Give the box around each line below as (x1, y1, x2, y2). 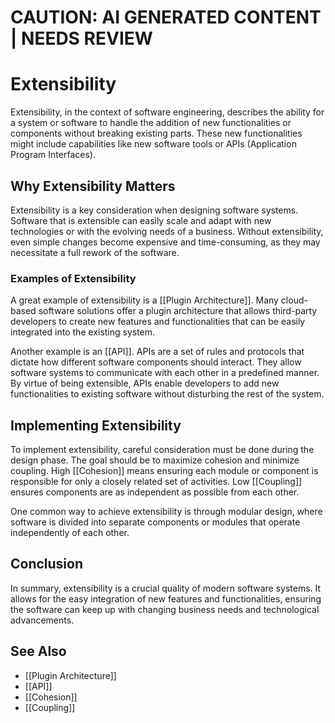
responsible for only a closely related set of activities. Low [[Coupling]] (10, 476, 303, 488)
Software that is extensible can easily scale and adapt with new (10, 214, 272, 226)
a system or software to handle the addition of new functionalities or (10, 117, 292, 129)
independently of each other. (10, 527, 130, 539)
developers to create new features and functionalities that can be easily (10, 316, 306, 328)
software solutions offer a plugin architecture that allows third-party (38, 305, 318, 317)
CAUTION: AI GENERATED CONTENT (10, 6, 322, 29)
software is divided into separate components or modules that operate (10, 516, 301, 528)
